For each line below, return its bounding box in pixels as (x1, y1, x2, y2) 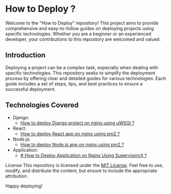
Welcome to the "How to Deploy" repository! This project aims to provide (5, 20, 159, 26)
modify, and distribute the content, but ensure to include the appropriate (5, 168, 157, 174)
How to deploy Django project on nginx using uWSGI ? (20, 120, 135, 126)
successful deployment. (5, 86, 56, 92)
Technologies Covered (5, 101, 79, 109)
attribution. (5, 173, 29, 179)
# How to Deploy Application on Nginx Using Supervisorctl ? (20, 152, 147, 158)
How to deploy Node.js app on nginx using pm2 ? (20, 141, 124, 148)
